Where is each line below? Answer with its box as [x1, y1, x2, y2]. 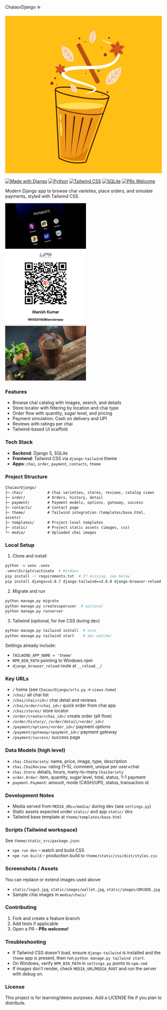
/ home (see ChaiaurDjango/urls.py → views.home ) [12, 686, 116, 693]
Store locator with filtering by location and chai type [12, 405, 119, 411]
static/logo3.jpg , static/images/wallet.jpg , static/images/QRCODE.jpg [12, 886, 160, 892]
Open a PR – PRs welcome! [12, 926, 69, 932]
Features [5, 388, 27, 395]
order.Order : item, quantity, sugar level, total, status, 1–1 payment [12, 774, 146, 780]
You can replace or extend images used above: [5, 876, 102, 883]
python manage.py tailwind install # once [5, 628, 97, 633]
